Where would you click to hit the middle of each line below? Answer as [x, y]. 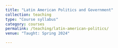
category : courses [25, 24]
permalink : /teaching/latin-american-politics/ [57, 29]
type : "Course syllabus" [32, 19]
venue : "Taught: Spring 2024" [38, 33]
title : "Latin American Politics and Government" [60, 10]
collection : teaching [28, 15]
